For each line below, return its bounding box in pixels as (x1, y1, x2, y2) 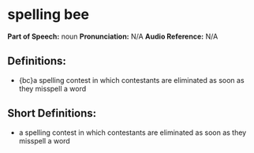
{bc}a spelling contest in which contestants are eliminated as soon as (18, 75, 245, 84)
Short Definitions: (7, 106, 97, 120)
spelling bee (7, 6, 90, 24)
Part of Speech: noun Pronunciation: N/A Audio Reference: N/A (7, 32, 219, 41)
